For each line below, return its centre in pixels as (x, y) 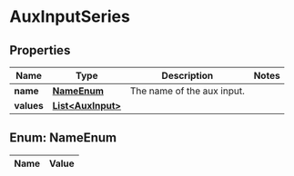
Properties (40, 50)
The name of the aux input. (188, 91)
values (29, 106)
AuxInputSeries (70, 17)
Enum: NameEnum (63, 138)
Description (188, 76)
